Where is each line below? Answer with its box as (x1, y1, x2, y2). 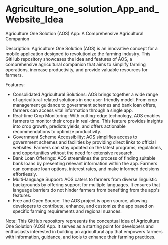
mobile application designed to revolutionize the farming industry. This (5, 51, 151, 57)
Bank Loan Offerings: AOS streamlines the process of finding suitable (12, 155, 156, 161)
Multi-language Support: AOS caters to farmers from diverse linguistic (12, 176, 157, 182)
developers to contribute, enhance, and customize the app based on (12, 203, 154, 209)
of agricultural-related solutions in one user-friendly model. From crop (12, 96, 158, 103)
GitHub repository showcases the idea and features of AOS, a (5, 56, 132, 62)
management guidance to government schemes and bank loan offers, (12, 102, 157, 108)
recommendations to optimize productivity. (12, 128, 101, 134)
